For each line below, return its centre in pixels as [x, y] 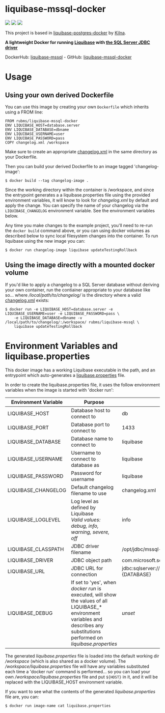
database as [85, 465]
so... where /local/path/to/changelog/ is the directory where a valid [73, 295]
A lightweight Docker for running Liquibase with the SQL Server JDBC [78, 42]
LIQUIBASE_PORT [28, 428]
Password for [86, 473]
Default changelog [92, 487]
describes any [87, 625]
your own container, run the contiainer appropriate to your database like [78, 290]
